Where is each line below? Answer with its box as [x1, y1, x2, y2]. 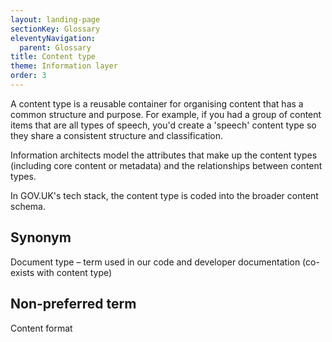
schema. [10, 200, 46, 212]
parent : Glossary [19, 42, 92, 53]
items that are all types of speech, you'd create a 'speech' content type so [10, 119, 317, 131]
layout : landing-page [10, 14, 101, 25]
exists [10, 266, 35, 278]
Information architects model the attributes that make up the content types [10, 149, 318, 161]
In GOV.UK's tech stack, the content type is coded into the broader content [10, 189, 319, 201]
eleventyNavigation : [10, 33, 97, 43]
